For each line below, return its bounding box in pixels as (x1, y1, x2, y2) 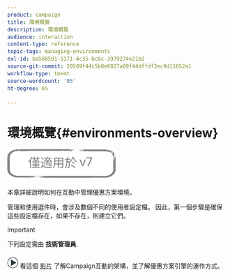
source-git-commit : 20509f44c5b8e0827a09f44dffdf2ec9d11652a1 (7, 63, 192, 70)
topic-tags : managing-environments (7, 48, 111, 55)
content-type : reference (7, 40, 79, 48)
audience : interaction (7, 33, 73, 40)
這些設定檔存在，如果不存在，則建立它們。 (7, 211, 130, 220)
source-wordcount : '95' (7, 77, 77, 84)
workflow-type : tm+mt (7, 70, 70, 77)
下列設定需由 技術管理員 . (7, 240, 78, 248)
